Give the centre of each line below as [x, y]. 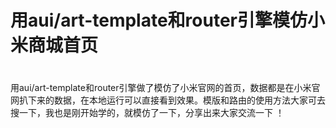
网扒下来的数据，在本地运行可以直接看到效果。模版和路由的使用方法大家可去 [168, 100]
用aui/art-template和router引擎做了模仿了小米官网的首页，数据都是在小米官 [165, 88]
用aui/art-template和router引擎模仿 [159, 20]
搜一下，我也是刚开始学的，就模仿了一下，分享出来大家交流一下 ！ [147, 113]
